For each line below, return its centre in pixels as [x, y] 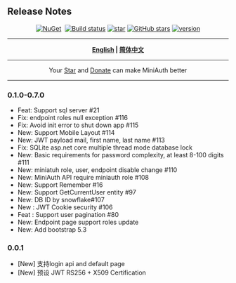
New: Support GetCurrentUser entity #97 [77, 192]
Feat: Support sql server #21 [58, 110]
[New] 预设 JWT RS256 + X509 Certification [81, 272]
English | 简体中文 [118, 49]
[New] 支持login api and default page [71, 264]
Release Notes [40, 12]
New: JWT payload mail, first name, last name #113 [91, 140]
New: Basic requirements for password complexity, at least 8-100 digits [120, 155]
